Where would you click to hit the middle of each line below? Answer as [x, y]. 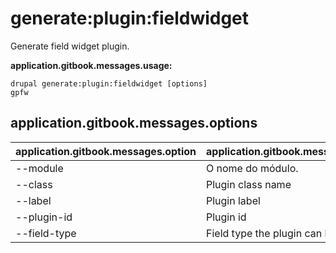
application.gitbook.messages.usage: [91, 65]
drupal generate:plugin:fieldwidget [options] [109, 83]
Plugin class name [249, 184]
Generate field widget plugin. [70, 46]
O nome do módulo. [252, 168]
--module [39, 168]
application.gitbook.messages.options [134, 123]
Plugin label [233, 200]
